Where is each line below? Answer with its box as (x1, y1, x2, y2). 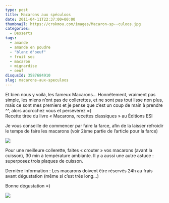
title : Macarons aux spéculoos (5, 12, 71, 17)
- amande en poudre (10, 45, 51, 50)
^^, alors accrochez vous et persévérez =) (5, 107, 92, 113)
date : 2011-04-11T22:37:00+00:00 (5, 17, 76, 22)
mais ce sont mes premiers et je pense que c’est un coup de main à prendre (5, 102, 163, 108)
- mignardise (10, 63, 37, 69)
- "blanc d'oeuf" (10, 49, 46, 54)
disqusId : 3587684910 (5, 73, 51, 78)
